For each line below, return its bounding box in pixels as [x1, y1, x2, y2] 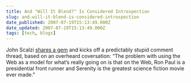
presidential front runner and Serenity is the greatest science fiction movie [6, 65, 185, 72]
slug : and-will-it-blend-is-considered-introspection [6, 14, 140, 20]
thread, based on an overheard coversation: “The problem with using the [6, 53, 181, 60]
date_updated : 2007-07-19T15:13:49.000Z [6, 25, 106, 31]
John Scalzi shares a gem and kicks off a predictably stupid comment [6, 46, 174, 53]
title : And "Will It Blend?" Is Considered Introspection [6, 8, 150, 15]
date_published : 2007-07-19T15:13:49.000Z [6, 19, 111, 25]
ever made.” [6, 71, 36, 78]
